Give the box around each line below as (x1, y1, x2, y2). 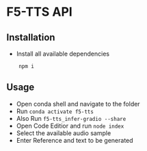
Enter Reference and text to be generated (16, 136, 134, 144)
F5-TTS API (6, 4, 72, 20)
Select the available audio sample (16, 128, 111, 137)
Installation (6, 32, 55, 43)
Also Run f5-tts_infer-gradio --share (16, 114, 126, 122)
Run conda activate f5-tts (16, 107, 94, 115)
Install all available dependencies (16, 49, 110, 58)
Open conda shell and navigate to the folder (16, 100, 141, 108)
